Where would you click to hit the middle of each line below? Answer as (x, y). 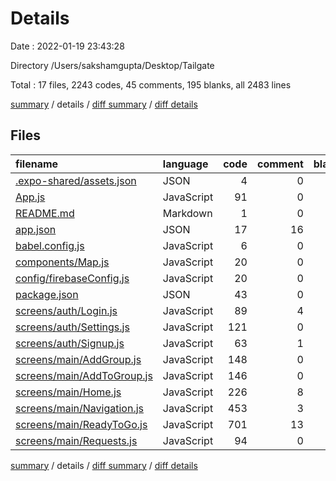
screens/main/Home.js (68, 392)
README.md (45, 213)
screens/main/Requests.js (76, 440)
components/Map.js (62, 262)
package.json (47, 294)
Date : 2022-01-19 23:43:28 (67, 46)
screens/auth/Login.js (66, 310)
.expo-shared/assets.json (76, 180)
